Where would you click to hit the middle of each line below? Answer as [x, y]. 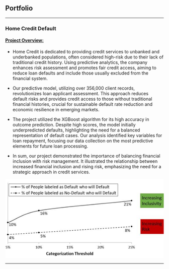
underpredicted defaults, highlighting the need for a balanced [76, 130]
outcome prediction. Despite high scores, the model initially [74, 124]
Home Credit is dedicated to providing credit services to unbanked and [86, 51]
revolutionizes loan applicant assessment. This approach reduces [80, 93]
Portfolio [19, 8]
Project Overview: [24, 40]
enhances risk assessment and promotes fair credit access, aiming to [84, 68]
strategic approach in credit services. [51, 172]
